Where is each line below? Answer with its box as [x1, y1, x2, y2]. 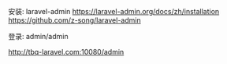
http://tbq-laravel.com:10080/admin [8, 48, 125, 56]
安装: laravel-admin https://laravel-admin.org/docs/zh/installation [8, 7, 220, 16]
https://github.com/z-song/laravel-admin [8, 16, 141, 25]
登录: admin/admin [8, 32, 69, 41]
